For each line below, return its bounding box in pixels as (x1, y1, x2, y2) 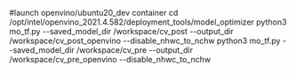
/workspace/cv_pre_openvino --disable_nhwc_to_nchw (9, 55, 212, 64)
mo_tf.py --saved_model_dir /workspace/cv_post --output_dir (9, 26, 234, 36)
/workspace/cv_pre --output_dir (76, 45, 194, 55)
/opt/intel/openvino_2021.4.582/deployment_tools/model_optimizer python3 (9, 17, 287, 27)
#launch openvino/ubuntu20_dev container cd (9, 8, 179, 18)
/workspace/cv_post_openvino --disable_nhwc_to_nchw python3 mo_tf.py (9, 35, 281, 46)
